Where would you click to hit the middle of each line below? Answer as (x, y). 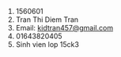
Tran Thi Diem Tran (47, 20)
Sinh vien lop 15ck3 (47, 45)
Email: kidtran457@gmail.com (64, 28)
